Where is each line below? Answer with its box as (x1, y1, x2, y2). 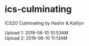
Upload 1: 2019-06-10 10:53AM (4, 29, 68, 35)
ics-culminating (4, 3, 72, 15)
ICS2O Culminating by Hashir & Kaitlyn (4, 20, 84, 26)
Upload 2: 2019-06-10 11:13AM (4, 35, 68, 41)
